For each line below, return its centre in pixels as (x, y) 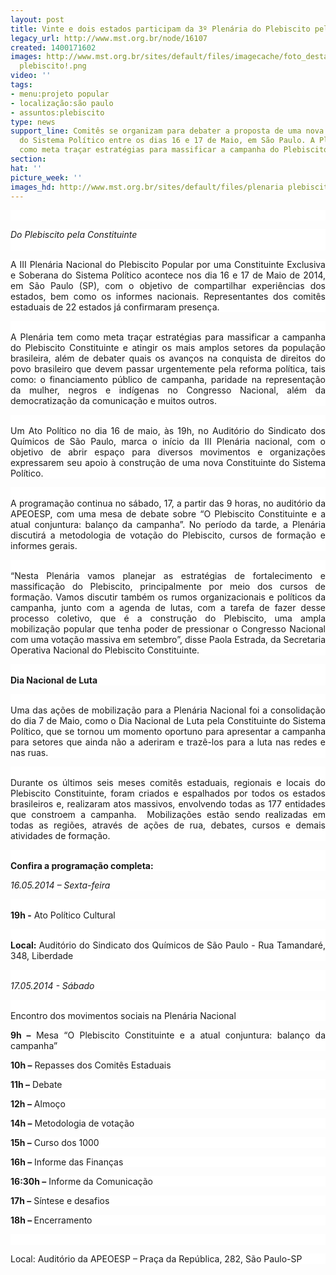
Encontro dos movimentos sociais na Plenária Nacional (123, 1016)
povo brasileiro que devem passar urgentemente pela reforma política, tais (168, 369)
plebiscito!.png (53, 66)
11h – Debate (36, 1085)
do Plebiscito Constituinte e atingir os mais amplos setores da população (168, 348)
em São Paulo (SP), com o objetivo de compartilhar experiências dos (168, 286)
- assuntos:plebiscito (57, 112)
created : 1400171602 (53, 47)
